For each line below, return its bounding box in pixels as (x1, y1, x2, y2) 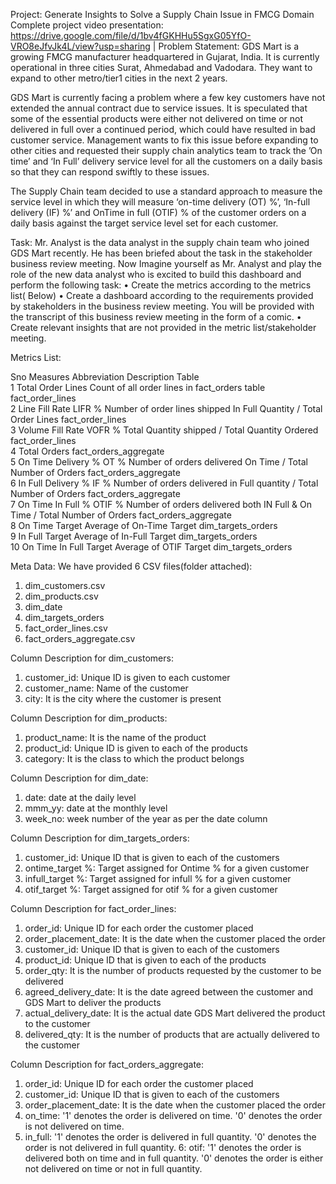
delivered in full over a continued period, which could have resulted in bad (10, 124, 316, 135)
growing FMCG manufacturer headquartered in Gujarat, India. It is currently (10, 51, 320, 63)
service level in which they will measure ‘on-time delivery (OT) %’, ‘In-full (10, 196, 311, 208)
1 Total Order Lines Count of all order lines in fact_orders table (10, 382, 266, 393)
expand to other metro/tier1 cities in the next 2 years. (10, 72, 228, 84)
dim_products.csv (24, 590, 99, 602)
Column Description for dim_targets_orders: (10, 832, 190, 844)
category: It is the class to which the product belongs (24, 753, 245, 764)
